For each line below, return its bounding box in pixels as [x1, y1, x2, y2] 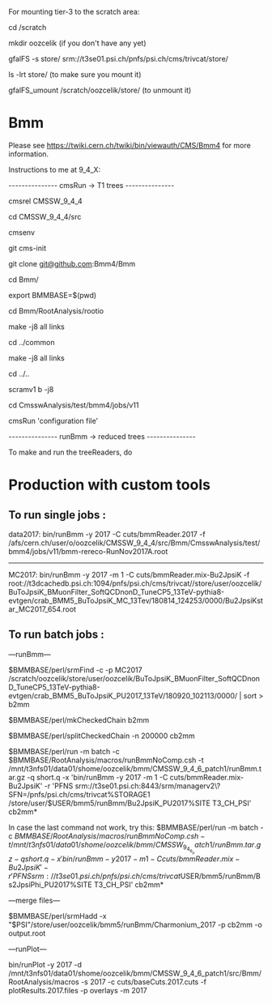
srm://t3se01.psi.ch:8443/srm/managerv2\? [74, 781, 221, 791]
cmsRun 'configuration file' [8, 416, 99, 425]
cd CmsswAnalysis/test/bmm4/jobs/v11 [8, 400, 139, 410]
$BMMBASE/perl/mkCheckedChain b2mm [8, 715, 150, 724]
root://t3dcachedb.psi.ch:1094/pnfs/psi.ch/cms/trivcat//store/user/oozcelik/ [8, 578, 262, 588]
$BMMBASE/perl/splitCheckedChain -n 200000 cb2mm [8, 731, 196, 741]
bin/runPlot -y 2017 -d [8, 960, 83, 970]
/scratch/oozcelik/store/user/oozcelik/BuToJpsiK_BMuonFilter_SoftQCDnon [8, 673, 261, 683]
